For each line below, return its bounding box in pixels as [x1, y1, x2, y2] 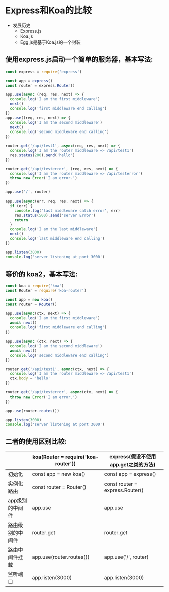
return [14, 217, 28, 222]
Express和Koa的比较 [5, 5, 92, 16]
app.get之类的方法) [110, 461, 156, 468]
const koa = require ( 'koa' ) [5, 283, 64, 289]
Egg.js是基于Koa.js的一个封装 [20, 39, 81, 45]
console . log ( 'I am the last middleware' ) [10, 227, 98, 232]
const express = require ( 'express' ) [5, 69, 82, 74]
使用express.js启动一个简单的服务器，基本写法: [5, 55, 153, 64]
